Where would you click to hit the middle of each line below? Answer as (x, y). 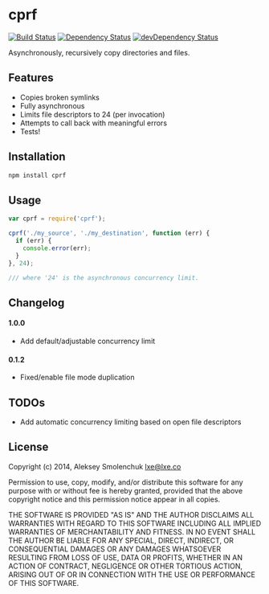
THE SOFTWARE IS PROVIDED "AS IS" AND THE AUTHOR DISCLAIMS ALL (131, 514)
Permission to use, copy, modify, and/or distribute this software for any (126, 482)
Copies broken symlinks (60, 97)
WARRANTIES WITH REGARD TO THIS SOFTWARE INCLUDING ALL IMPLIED (135, 523)
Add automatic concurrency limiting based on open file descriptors (130, 422)
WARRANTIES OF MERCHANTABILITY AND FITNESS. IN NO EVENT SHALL (132, 531)
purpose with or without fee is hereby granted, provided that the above (126, 490)
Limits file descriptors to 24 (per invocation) (92, 114)
